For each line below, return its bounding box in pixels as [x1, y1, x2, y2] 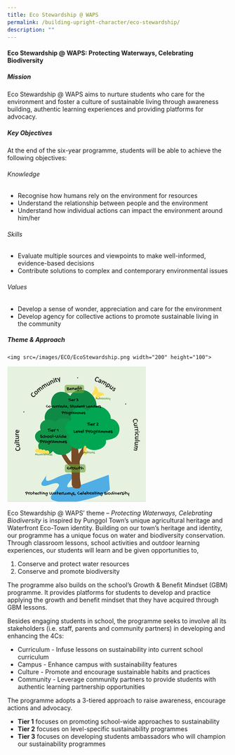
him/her [17, 214, 41, 223]
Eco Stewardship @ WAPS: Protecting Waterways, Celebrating [7, 48, 194, 57]
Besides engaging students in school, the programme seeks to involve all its [7, 617, 227, 625]
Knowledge [7, 169, 40, 178]
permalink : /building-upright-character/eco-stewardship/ [7, 18, 180, 26]
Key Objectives [7, 129, 53, 137]
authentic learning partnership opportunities [17, 683, 146, 691]
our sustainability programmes [17, 740, 106, 748]
